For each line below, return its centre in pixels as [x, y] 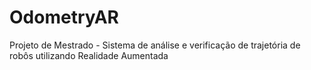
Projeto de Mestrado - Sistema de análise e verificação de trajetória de [155, 45]
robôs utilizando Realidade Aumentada [89, 55]
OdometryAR [64, 17]
